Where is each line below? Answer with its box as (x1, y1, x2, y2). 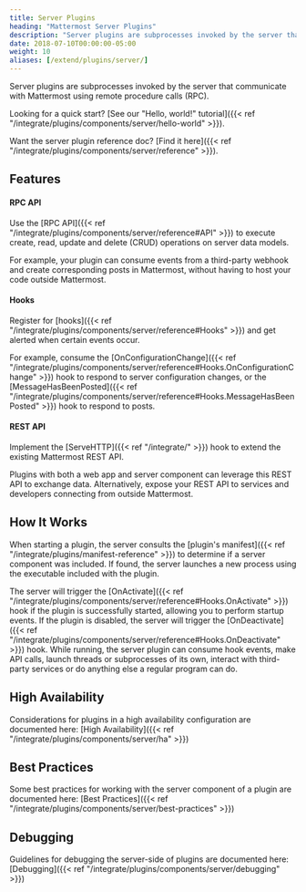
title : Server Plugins (9, 13, 96, 23)
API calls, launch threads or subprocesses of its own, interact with (9, 653, 258, 664)
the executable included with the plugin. (9, 567, 159, 579)
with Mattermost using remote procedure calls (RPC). (9, 90, 209, 101)
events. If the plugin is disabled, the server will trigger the (9, 615, 226, 626)
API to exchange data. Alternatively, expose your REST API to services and (9, 479, 290, 489)
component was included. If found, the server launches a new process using (9, 558, 297, 569)
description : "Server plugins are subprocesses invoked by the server (9, 30, 283, 39)
